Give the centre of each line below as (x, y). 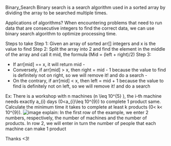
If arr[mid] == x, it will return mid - (49, 64)
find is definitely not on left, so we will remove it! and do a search (81, 86)
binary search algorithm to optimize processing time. (61, 34)
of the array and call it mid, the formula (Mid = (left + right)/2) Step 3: (78, 54)
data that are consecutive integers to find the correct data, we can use (80, 28)
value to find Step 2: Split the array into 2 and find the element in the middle (85, 49)
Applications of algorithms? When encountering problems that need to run (84, 23)
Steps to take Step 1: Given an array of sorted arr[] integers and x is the (81, 44)
